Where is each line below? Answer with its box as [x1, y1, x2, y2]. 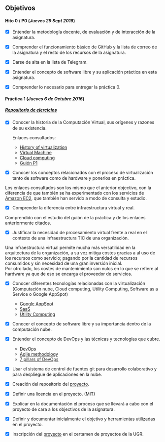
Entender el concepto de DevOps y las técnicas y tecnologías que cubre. [12, 336, 161, 342]
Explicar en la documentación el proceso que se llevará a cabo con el [12, 401, 154, 407]
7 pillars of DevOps [19, 356, 59, 362]
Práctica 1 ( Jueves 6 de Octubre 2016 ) [5, 96, 85, 102]
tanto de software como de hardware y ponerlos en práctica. [12, 175, 136, 181]
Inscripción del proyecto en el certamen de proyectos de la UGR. [12, 431, 144, 437]
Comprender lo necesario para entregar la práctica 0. [12, 84, 121, 90]
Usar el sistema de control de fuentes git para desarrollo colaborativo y [12, 365, 157, 372]
